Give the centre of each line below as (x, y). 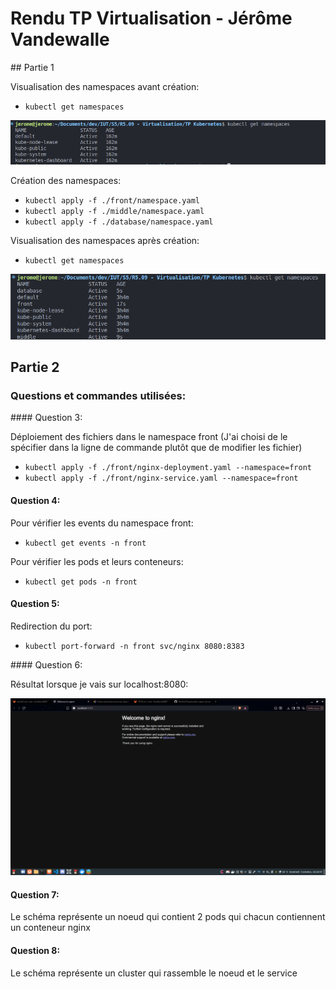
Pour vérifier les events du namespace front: (102, 523)
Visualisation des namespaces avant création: (105, 86)
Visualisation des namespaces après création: (105, 240)
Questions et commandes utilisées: (98, 395)
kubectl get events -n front (85, 543)
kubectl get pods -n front (81, 582)
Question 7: (35, 894)
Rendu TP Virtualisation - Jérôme (151, 18)
